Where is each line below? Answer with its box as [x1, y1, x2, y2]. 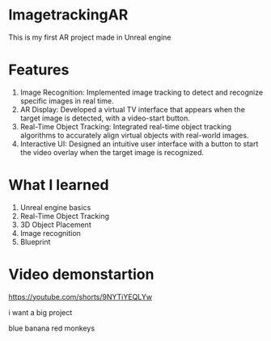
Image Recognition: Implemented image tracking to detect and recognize [19, 87, 264, 97]
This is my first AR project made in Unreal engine [8, 32, 171, 42]
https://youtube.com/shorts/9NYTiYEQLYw [8, 292, 153, 301]
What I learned [8, 176, 109, 195]
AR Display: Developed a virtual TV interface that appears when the [19, 104, 245, 114]
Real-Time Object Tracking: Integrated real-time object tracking [19, 121, 232, 131]
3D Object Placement [19, 220, 91, 229]
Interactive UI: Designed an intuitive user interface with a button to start [19, 139, 259, 149]
